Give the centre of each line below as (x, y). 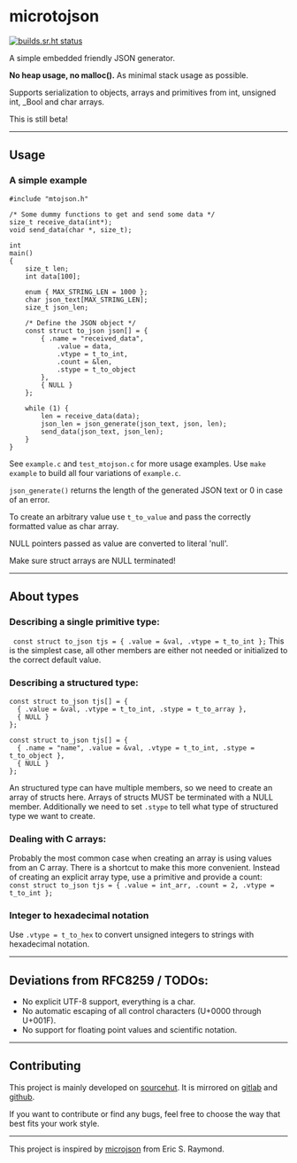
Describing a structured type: (74, 683)
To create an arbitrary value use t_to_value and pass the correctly (130, 517)
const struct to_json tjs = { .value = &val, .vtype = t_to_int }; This (148, 641)
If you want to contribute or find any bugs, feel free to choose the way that (145, 1113)
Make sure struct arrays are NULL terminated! (93, 560)
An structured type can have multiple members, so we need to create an (141, 787)
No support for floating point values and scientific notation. (129, 1030)
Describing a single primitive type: (85, 621)
